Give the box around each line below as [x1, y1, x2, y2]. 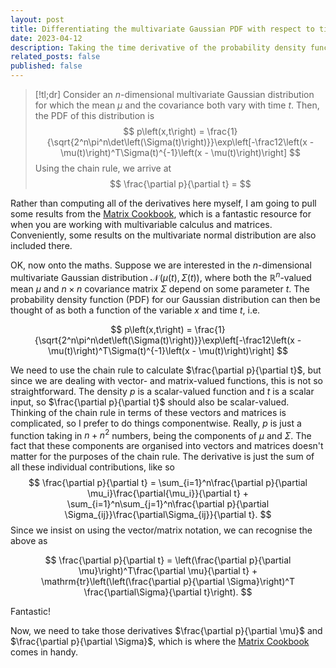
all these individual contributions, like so [10, 461, 175, 473]
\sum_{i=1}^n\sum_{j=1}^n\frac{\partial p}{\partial [66, 498, 270, 510]
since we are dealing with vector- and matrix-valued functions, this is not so [10, 374, 323, 386]
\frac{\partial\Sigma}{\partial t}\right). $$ [83, 586, 253, 598]
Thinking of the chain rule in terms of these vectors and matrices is [10, 406, 287, 418]
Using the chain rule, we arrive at [34, 162, 172, 174]
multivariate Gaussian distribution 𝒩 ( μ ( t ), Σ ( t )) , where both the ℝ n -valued [10, 270, 312, 283]
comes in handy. [10, 646, 79, 658]
